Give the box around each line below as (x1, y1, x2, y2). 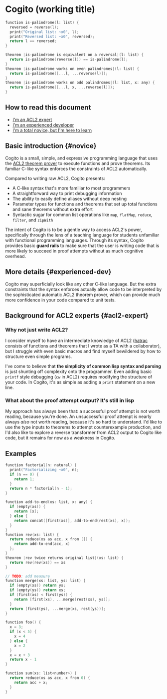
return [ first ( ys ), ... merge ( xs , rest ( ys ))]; (9, 606, 106, 611)
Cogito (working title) (5, 3, 96, 15)
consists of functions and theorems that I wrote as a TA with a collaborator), (5, 343, 161, 349)
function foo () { (5, 620, 41, 625)
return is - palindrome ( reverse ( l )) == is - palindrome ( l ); (9, 57, 128, 62)
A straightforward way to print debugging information (12, 190, 122, 196)
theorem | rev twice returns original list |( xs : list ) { (5, 555, 124, 560)
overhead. (5, 253, 26, 259)
